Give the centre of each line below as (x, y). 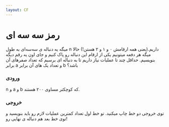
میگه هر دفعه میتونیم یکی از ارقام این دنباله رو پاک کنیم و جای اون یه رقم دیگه (78, 54)
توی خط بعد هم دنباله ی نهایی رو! (37, 119)
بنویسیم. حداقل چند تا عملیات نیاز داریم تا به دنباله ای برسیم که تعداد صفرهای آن (80, 60)
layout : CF (17, 10)
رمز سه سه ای (33, 35)
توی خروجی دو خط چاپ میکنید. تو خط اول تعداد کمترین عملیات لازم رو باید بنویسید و (85, 113)
